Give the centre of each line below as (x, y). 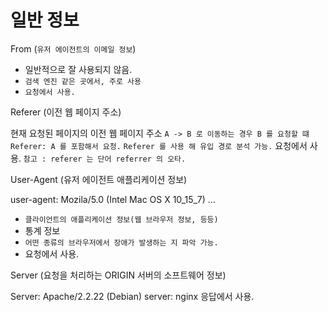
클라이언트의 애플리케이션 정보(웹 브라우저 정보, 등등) (121, 219)
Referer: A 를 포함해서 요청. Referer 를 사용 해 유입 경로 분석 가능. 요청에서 (159, 145)
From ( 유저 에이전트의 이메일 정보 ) (73, 48)
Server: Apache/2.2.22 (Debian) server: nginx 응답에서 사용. (132, 296)
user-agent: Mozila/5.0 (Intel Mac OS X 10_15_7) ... (113, 199)
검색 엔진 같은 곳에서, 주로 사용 (83, 81)
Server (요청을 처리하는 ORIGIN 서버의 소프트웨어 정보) (118, 275)
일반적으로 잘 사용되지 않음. (78, 69)
